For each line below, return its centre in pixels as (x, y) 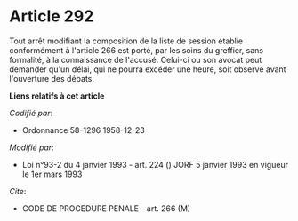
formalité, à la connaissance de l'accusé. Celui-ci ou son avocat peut (136, 59)
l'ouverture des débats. (52, 78)
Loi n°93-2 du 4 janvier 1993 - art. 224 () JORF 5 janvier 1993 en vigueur (155, 164)
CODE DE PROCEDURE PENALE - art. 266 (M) (106, 208)
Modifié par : (32, 147)
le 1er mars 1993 (52, 174)
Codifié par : (31, 113)
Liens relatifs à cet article (57, 96)
